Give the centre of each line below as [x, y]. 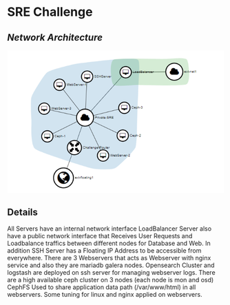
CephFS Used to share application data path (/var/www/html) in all [102, 287]
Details [22, 212]
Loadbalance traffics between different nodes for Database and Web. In [109, 243]
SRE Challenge [50, 12]
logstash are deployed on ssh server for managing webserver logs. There [111, 272]
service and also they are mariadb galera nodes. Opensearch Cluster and [111, 265]
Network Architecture [55, 38]
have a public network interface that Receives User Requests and [100, 236]
